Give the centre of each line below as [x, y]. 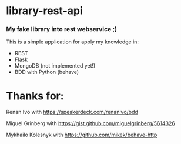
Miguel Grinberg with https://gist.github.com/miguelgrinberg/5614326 [90, 123]
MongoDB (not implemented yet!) [55, 66]
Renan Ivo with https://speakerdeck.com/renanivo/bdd [72, 112]
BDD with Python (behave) [47, 72]
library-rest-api [45, 11]
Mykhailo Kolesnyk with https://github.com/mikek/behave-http [82, 135]
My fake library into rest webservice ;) [62, 29]
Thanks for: [35, 96]
